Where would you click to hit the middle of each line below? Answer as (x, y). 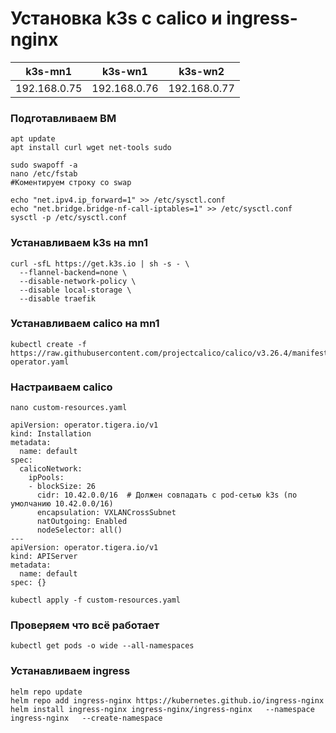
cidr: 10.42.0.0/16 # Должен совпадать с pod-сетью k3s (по (167, 495)
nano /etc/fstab (44, 174)
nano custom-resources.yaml (69, 408)
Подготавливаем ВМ (63, 118)
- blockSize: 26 (62, 487)
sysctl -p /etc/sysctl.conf (69, 218)
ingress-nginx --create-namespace (86, 718)
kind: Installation (51, 434)
